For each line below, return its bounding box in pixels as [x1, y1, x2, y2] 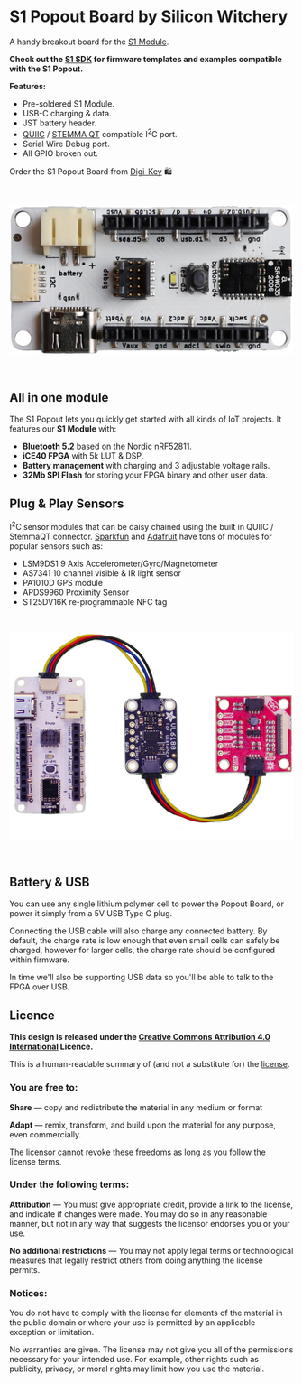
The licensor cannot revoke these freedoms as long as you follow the [9, 1146, 266, 1157]
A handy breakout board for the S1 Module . [9, 36, 169, 47]
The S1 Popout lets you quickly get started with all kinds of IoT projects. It [9, 413, 282, 425]
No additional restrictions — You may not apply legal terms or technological [9, 1245, 294, 1256]
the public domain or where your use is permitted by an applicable [9, 1317, 256, 1328]
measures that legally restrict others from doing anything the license [9, 1255, 263, 1266]
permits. [9, 1264, 41, 1275]
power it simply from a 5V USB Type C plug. [9, 908, 173, 919]
